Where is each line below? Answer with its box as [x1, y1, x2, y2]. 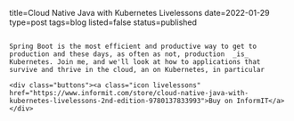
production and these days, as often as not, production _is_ [9, 50, 249, 59]
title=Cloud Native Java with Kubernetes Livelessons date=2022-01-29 [9, 8, 270, 18]
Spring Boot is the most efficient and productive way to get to [9, 42, 257, 51]
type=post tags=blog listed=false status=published [9, 17, 198, 28]
